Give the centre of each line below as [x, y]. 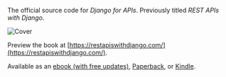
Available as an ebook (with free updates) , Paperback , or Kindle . [102, 66]
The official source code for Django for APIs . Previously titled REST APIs [113, 10]
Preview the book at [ [38, 45]
